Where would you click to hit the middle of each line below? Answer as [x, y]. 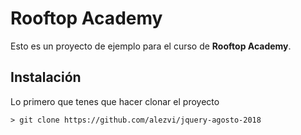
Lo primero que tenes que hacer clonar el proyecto [115, 101]
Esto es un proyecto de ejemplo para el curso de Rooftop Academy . [151, 46]
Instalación [46, 77]
